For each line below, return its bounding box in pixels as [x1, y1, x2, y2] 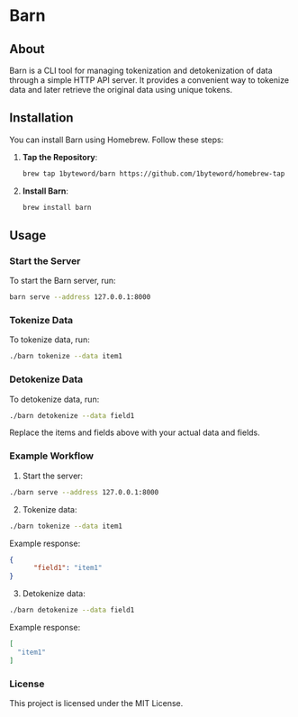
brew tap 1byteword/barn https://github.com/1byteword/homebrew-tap [22, 168, 285, 178]
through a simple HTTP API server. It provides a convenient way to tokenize [9, 75, 290, 86]
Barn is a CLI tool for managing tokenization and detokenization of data [9, 65, 273, 76]
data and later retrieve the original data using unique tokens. [9, 85, 233, 95]
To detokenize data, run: [9, 394, 100, 404]
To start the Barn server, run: [9, 276, 116, 286]
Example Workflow [9, 449, 95, 462]
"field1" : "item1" [32, 564, 103, 573]
